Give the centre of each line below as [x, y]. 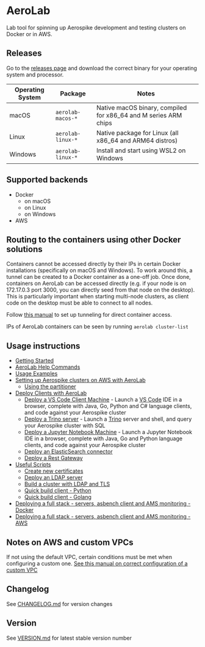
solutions [24, 249]
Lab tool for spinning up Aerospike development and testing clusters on [96, 28]
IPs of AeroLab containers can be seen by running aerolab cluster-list [98, 327]
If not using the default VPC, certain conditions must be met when [89, 557]
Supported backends [47, 180]
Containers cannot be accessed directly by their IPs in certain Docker [94, 264]
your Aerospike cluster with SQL [65, 426]
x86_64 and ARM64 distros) [137, 140]
